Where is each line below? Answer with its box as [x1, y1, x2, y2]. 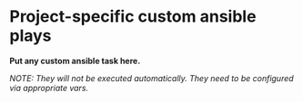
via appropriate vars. [9, 82, 89, 93]
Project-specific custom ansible [9, 6, 257, 27]
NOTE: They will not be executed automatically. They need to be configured [9, 72, 294, 83]
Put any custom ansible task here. [9, 55, 141, 66]
